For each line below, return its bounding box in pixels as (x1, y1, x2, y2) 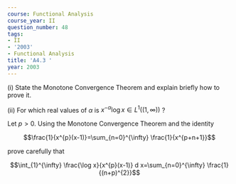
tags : (7, 30, 23, 38)
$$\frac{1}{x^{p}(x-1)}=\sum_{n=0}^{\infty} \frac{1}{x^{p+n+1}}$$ (23, 133, 216, 142)
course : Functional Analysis (7, 10, 94, 18)
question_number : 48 (7, 24, 69, 31)
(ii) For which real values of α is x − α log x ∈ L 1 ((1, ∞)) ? (7, 104, 166, 114)
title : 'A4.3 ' (7, 57, 53, 64)
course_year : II (7, 17, 55, 24)
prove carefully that (7, 147, 65, 155)
